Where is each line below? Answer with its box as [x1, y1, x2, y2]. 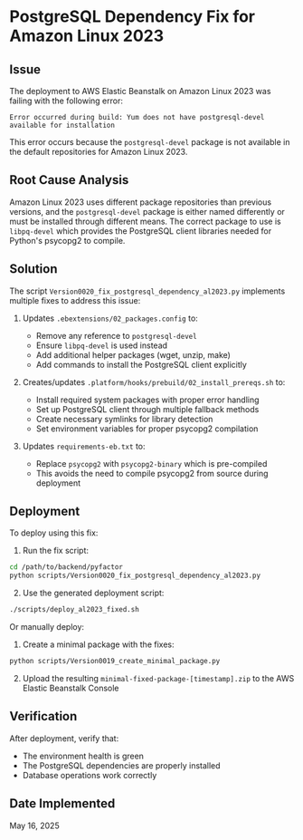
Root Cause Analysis [9, 172, 129, 188]
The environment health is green [22, 750, 145, 761]
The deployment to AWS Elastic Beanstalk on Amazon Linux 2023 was [9, 86, 271, 96]
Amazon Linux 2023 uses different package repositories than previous [9, 197, 272, 208]
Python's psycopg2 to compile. [9, 235, 126, 246]
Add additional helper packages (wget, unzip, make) [35, 349, 231, 360]
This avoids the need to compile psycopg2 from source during [35, 468, 269, 478]
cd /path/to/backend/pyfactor [9, 563, 124, 572]
